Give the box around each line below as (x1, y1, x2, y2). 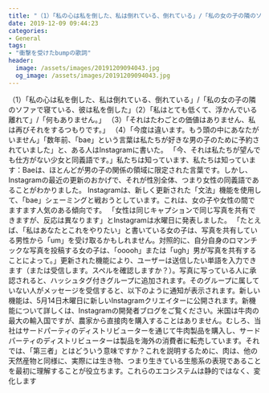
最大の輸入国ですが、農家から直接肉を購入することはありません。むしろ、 (8, 315, 255, 325)
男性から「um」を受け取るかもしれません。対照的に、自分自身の (14, 235, 230, 245)
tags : (8, 42, 26, 50)
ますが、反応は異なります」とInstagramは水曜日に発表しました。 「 (14, 215, 241, 225)
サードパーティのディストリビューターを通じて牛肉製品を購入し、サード (22, 325, 261, 335)
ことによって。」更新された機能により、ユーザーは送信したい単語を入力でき (8, 255, 257, 265)
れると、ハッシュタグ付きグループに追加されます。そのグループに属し (22, 275, 253, 285)
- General (8, 34, 42, 43)
